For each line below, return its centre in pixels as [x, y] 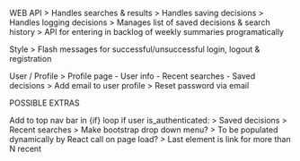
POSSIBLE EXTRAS [44, 103]
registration [31, 59]
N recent [26, 148]
